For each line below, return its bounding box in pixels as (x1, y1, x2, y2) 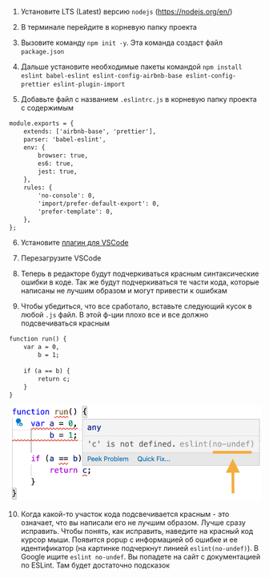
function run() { (9, 335, 67, 343)
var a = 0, (23, 343, 60, 351)
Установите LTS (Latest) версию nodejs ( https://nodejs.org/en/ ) (20, 7, 233, 16)
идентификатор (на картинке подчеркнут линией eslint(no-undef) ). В (20, 544, 259, 553)
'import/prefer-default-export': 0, (38, 200, 160, 208)
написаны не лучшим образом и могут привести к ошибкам (20, 286, 227, 295)
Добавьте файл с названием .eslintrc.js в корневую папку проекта (20, 95, 257, 103)
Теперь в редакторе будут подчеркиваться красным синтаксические (20, 269, 259, 278)
